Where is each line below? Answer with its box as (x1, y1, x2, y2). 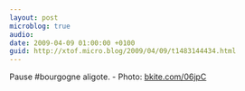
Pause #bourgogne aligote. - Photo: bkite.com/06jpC (9, 71, 207, 82)
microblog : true (9, 22, 71, 31)
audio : (9, 30, 34, 39)
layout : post (9, 13, 59, 23)
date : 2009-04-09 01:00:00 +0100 (9, 38, 136, 48)
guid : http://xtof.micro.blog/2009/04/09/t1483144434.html (9, 47, 237, 56)
